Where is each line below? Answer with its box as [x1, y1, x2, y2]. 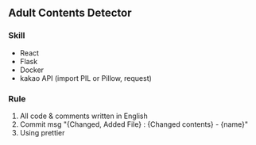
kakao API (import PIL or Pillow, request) [19, 73, 153, 82]
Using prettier [19, 128, 65, 137]
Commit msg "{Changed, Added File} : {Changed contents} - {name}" [19, 119, 249, 129]
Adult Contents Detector [8, 6, 132, 20]
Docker [19, 65, 45, 74]
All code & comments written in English [19, 111, 149, 120]
